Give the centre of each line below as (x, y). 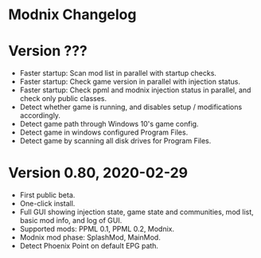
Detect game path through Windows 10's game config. (109, 124)
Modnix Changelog (72, 15)
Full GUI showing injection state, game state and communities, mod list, (137, 212)
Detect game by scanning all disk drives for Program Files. (115, 141)
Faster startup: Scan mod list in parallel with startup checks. (118, 73)
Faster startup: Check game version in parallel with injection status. (130, 82)
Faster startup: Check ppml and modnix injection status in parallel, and (135, 90)
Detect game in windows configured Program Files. (104, 132)
